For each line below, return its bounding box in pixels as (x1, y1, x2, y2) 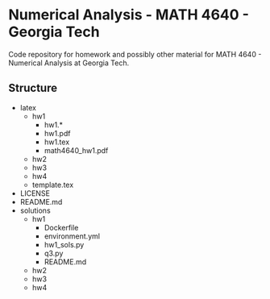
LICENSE (19, 188, 51, 198)
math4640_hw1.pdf (44, 145, 109, 155)
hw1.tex (44, 137, 70, 147)
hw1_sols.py (44, 239, 85, 249)
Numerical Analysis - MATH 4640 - (8, 6, 250, 24)
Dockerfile (44, 222, 79, 232)
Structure (8, 81, 58, 95)
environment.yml (44, 231, 101, 241)
